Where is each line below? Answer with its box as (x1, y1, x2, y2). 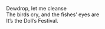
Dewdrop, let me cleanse (6, 5, 67, 12)
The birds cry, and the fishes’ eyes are (6, 11, 100, 18)
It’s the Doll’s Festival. (6, 17, 58, 24)
